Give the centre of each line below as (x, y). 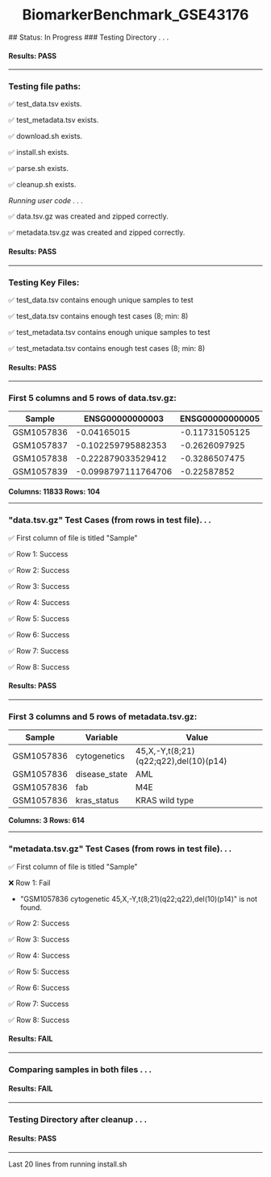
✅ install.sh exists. (39, 152)
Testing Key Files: (44, 282)
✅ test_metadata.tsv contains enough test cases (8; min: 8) (107, 348)
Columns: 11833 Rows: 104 (54, 492)
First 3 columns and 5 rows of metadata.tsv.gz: (103, 716)
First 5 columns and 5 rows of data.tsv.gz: (93, 399)
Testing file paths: (45, 86)
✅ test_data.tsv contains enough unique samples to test (101, 299)
